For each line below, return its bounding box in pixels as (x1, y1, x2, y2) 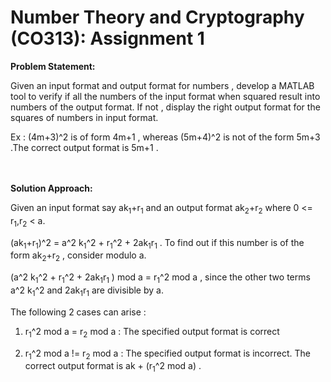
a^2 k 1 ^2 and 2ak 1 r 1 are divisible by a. (10, 284, 164, 298)
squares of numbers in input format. (10, 111, 159, 123)
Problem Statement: (10, 60, 96, 72)
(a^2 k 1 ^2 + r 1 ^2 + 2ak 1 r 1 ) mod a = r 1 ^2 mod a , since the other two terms (10, 271, 311, 285)
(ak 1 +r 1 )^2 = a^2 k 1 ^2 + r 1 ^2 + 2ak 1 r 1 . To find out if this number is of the (10, 236, 305, 251)
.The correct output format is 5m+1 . (10, 141, 159, 153)
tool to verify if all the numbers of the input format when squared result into (10, 90, 321, 102)
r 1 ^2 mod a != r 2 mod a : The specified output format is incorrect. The (24, 347, 311, 361)
